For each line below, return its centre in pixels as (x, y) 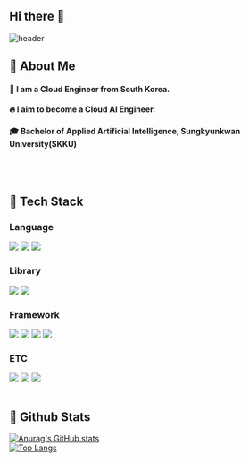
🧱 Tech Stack (46, 201)
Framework (34, 314)
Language (32, 227)
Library (25, 271)
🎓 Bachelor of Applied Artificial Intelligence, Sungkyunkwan (125, 131)
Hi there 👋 (37, 17)
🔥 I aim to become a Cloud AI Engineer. (83, 109)
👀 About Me (42, 67)
